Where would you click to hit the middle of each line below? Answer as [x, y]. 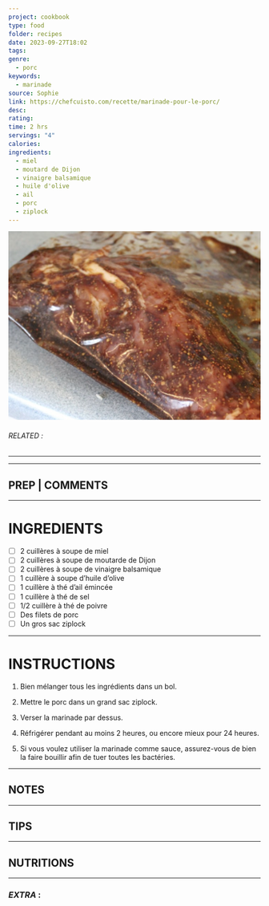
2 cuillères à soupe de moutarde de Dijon [88, 560]
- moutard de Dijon [48, 169]
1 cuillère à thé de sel [54, 596]
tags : [17, 51]
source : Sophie [34, 93]
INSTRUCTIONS [62, 664]
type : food [26, 25]
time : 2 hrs [28, 127]
